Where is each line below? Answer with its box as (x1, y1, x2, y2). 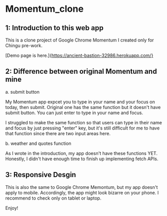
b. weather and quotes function (5, 140, 71, 146)
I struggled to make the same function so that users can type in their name (5, 119, 162, 125)
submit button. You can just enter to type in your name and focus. (5, 110, 144, 116)
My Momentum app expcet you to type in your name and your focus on (5, 98, 155, 105)
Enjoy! (5, 205, 19, 211)
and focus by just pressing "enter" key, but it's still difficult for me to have (5, 125, 160, 131)
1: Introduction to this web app (5, 24, 104, 32)
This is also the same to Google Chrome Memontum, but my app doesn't (5, 184, 158, 190)
